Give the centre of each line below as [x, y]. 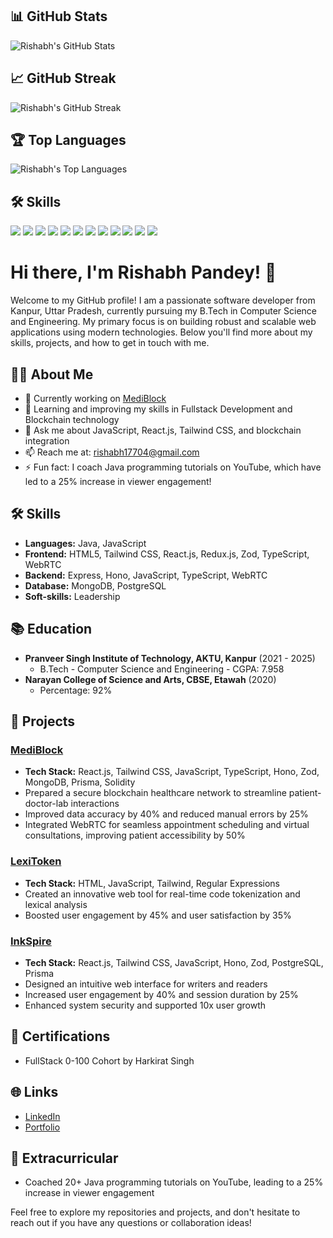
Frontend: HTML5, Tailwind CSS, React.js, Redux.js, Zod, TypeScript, [167, 554]
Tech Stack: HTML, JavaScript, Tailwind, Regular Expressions [152, 883]
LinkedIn [42, 1116]
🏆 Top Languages [68, 140]
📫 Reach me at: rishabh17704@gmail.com [112, 452]
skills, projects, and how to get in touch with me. [110, 343]
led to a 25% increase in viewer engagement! [118, 481]
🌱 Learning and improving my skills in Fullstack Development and [158, 409]
